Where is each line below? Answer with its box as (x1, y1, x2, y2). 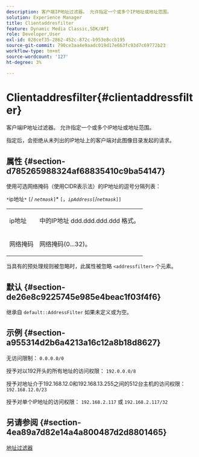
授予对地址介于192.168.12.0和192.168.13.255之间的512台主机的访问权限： (6, 380, 186, 387)
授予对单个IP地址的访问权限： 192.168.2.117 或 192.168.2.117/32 (6, 398, 168, 405)
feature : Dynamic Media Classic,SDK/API (6, 25, 110, 32)
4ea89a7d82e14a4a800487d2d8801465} (6, 427, 167, 438)
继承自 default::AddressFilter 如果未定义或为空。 (6, 309, 133, 316)
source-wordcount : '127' (6, 54, 69, 60)
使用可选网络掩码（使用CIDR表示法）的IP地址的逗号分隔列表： (6, 183, 161, 190)
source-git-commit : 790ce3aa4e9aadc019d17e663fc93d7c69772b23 (6, 43, 166, 49)
